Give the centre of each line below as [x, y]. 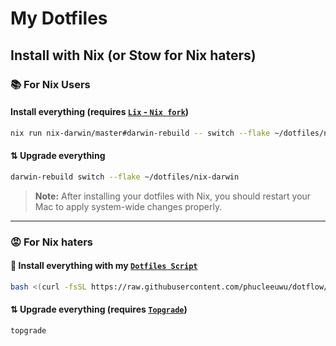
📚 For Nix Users [50, 84]
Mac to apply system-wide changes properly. [128, 206]
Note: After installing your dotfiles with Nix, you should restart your [173, 196]
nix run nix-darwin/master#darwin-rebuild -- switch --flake [140, 133]
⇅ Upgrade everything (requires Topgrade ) [99, 309]
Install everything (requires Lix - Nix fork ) [100, 112]
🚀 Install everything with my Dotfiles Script [104, 266]
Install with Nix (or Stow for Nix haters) [133, 55]
